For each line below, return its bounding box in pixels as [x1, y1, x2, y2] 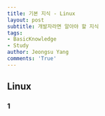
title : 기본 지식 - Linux [7, 10, 75, 17]
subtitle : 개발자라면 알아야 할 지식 [7, 23, 100, 30]
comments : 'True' [7, 55, 57, 62]
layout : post [7, 17, 45, 23]
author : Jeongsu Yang [7, 49, 69, 56]
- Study [7, 42, 30, 49]
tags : [7, 29, 23, 37]
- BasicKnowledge [7, 36, 57, 43]
